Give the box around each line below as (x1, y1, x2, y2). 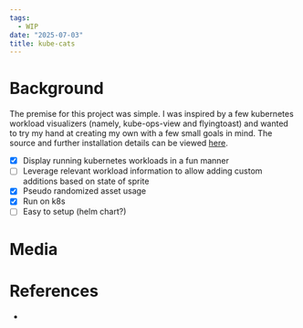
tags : (9, 13, 30, 23)
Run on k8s (22, 196, 66, 206)
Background (9, 79, 104, 99)
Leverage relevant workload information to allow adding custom (22, 165, 263, 176)
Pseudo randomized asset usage (22, 185, 147, 196)
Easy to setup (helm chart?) (22, 206, 127, 217)
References (9, 280, 99, 302)
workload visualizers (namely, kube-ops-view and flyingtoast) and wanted (9, 118, 289, 129)
